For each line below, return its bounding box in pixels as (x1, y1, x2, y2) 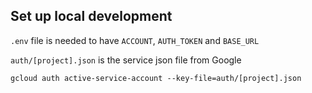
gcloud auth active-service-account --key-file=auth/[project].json (10, 73, 302, 83)
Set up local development (10, 8, 173, 25)
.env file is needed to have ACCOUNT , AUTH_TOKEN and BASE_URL (10, 34, 260, 46)
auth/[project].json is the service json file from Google (10, 54, 242, 66)
